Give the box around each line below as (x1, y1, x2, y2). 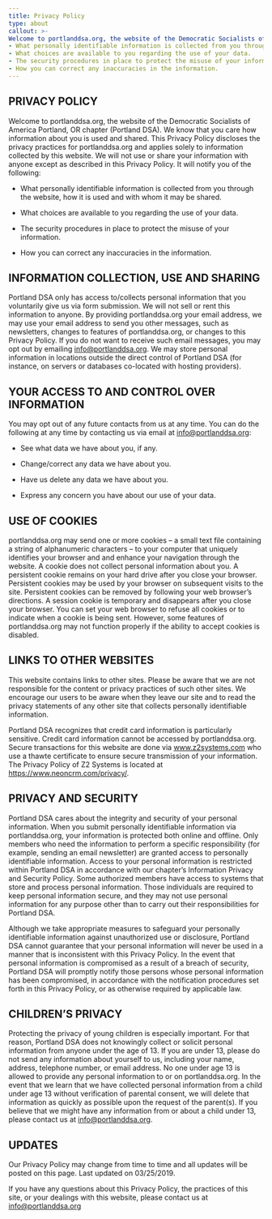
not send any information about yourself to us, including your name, (8, 1055, 235, 1064)
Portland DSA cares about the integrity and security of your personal (8, 813, 237, 823)
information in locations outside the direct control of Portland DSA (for (8, 353, 242, 363)
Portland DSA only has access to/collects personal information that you (8, 292, 246, 302)
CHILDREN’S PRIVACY (8, 1008, 123, 1021)
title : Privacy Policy (8, 11, 85, 20)
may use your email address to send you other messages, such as (8, 318, 229, 328)
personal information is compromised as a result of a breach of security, (8, 957, 249, 968)
